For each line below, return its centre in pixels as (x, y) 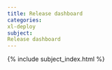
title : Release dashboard (45, 14)
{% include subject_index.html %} (56, 59)
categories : (24, 20)
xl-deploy (22, 26)
